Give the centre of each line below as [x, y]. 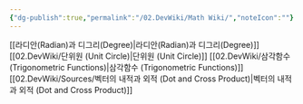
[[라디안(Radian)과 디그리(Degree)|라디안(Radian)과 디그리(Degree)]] [135, 44]
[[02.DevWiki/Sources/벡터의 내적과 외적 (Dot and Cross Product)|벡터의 [142, 79]
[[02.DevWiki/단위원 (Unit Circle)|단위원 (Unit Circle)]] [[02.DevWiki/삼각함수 [150, 56]
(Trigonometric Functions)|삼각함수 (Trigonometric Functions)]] [127, 67]
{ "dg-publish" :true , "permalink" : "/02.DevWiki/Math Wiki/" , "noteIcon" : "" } [152, 18]
